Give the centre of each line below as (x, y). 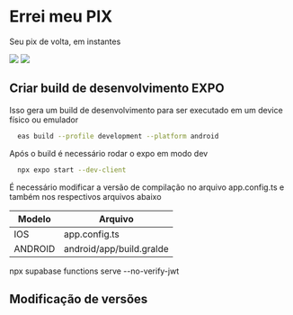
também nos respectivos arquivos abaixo (85, 196)
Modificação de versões (79, 299)
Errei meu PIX (61, 17)
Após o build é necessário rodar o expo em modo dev (109, 153)
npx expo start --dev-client (72, 170)
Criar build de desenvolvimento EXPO (117, 89)
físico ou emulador (44, 120)
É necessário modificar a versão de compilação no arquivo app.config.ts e (147, 187)
